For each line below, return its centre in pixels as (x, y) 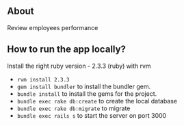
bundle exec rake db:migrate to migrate (74, 108)
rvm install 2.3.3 (43, 79)
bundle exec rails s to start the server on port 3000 (92, 115)
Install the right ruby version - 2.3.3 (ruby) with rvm (79, 66)
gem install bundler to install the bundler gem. (84, 86)
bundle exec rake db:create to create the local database (97, 101)
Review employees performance (53, 27)
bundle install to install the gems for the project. (87, 93)
